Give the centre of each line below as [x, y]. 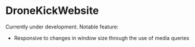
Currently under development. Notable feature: [62, 27]
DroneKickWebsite [52, 11]
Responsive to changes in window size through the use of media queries [102, 38]
